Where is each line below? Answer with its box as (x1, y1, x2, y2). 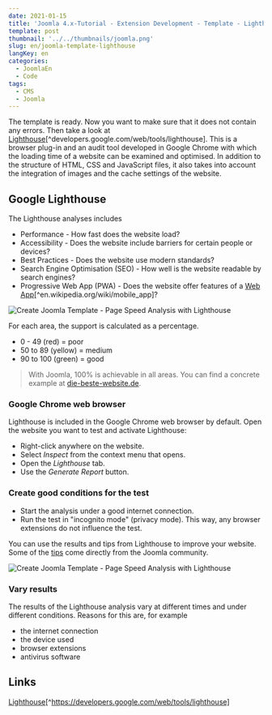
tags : (8, 79, 27, 88)
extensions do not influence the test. (19, 523, 142, 533)
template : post (8, 27, 60, 35)
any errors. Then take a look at (8, 126, 111, 135)
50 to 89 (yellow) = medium (19, 345, 113, 355)
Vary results (8, 583, 58, 594)
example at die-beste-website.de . (28, 379, 142, 388)
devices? (19, 246, 51, 256)
